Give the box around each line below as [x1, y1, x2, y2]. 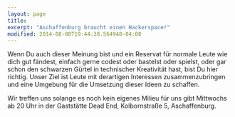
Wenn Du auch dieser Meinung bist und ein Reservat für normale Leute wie [7, 50, 228, 58]
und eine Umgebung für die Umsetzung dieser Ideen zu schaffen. [7, 80, 200, 89]
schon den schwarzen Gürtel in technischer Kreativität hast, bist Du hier [7, 65, 219, 73]
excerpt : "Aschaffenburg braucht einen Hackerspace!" [7, 24, 171, 31]
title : [7, 17, 27, 24]
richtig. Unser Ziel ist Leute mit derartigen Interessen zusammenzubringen [7, 73, 226, 81]
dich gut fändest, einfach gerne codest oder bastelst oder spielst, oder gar [7, 58, 226, 66]
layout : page [7, 10, 46, 18]
